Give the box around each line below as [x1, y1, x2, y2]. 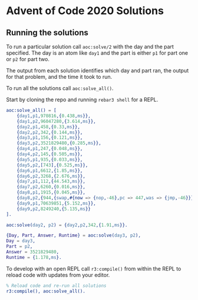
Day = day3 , [6, 238, 35, 244]
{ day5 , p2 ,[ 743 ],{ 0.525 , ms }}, [16, 162, 88, 168]
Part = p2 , [6, 244, 33, 249]
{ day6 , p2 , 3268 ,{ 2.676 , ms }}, [16, 173, 85, 179]
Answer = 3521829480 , [6, 249, 60, 255]
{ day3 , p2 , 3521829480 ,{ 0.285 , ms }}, [16, 140, 101, 146]
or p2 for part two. [6, 56, 50, 62]
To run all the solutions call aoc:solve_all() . [6, 85, 114, 92]
